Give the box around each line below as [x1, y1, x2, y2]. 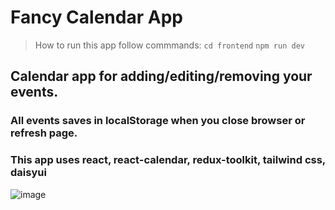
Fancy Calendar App [10, 6, 183, 29]
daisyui [10, 166, 47, 180]
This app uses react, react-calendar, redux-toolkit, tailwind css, [10, 153, 326, 167]
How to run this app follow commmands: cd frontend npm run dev [34, 39, 305, 51]
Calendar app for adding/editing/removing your [10, 68, 313, 85]
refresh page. [10, 126, 78, 140]
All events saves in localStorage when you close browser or [10, 114, 306, 128]
